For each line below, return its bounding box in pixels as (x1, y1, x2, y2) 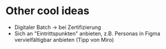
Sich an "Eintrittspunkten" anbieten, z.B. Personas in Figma (14, 30, 161, 37)
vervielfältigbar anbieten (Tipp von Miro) (14, 36, 114, 43)
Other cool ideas (5, 4, 90, 18)
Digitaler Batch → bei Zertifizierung (14, 24, 101, 31)
